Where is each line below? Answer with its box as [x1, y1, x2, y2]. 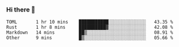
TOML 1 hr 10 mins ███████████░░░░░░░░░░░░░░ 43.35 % [6, 19, 173, 25]
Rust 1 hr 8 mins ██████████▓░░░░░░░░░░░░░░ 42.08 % [6, 24, 173, 31]
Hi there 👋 [6, 5, 36, 14]
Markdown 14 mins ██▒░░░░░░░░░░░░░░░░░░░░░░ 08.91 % [6, 30, 173, 36]
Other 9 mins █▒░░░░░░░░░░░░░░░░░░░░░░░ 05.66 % [6, 35, 173, 41]
